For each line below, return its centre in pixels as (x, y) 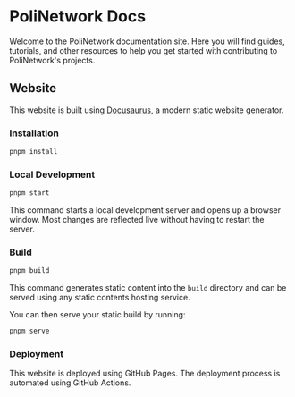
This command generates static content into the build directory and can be (148, 288)
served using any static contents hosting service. (100, 298)
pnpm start (29, 193)
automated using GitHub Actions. (70, 383)
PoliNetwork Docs (77, 17)
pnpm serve (29, 331)
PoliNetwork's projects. (52, 60)
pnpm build (29, 271)
